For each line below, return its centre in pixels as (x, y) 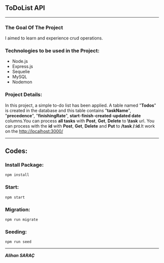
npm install (17, 175)
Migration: (18, 209)
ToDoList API (25, 8)
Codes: (16, 151)
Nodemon (22, 82)
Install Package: (24, 165)
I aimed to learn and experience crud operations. (54, 38)
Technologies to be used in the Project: (52, 51)
